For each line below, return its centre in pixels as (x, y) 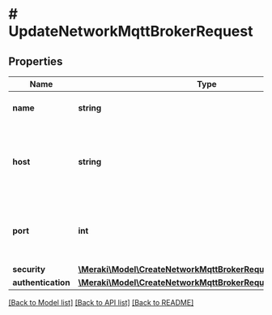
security (29, 269)
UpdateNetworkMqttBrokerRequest (131, 31)
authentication (41, 283)
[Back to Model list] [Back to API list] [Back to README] (101, 302)
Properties (36, 61)
